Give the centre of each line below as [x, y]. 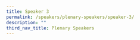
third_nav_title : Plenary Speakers [50, 28]
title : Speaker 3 [28, 11]
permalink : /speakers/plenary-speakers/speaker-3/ [70, 17]
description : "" [26, 22]
